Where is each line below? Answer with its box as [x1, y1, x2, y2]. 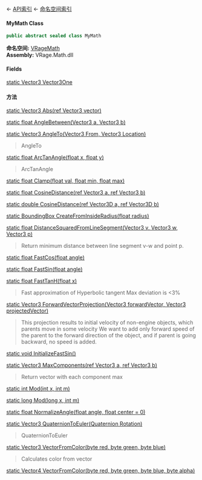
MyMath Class [6, 19, 44, 27]
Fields [6, 65, 22, 73]
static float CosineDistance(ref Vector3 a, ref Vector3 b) [6, 189, 146, 196]
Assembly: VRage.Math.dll [6, 51, 74, 59]
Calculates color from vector [21, 455, 93, 462]
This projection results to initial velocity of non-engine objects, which [21, 319, 194, 326]
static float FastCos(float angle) [6, 254, 85, 261]
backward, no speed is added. [21, 338, 97, 346]
